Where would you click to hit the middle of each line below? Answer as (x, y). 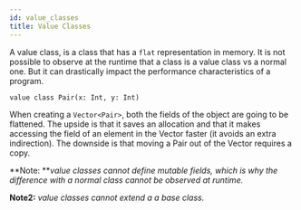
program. (27, 81)
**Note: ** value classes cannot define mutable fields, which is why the (144, 170)
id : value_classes (44, 18)
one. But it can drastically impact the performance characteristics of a (140, 71)
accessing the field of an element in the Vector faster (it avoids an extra (143, 133)
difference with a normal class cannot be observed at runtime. (126, 180)
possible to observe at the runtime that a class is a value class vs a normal (148, 62)
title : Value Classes (50, 26)
